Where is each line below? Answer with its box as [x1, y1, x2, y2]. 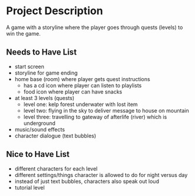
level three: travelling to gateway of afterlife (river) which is [23, 113, 167, 120]
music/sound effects [14, 126, 65, 133]
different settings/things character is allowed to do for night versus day [14, 171, 188, 178]
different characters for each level [14, 165, 97, 172]
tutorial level [14, 184, 45, 191]
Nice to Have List [6, 149, 70, 159]
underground [23, 120, 56, 127]
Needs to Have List [6, 47, 77, 57]
